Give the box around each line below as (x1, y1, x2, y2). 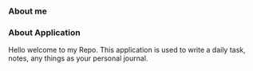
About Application (8, 26, 81, 37)
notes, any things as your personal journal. (8, 53, 148, 63)
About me (8, 6, 48, 17)
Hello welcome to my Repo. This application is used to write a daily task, (8, 45, 246, 55)
